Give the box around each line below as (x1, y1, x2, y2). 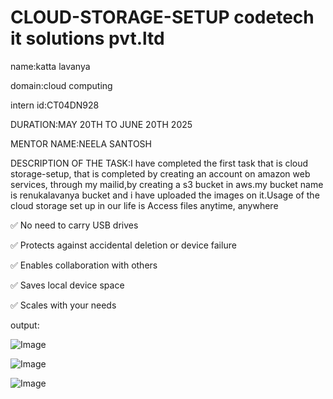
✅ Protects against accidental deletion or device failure (10, 239, 237, 251)
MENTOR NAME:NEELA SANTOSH (10, 137, 152, 150)
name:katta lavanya (10, 60, 91, 72)
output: (10, 319, 40, 331)
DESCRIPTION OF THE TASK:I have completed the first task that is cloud (10, 157, 309, 169)
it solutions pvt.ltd (10, 27, 165, 50)
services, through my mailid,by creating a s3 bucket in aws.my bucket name (10, 178, 324, 190)
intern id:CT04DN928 (10, 99, 100, 111)
